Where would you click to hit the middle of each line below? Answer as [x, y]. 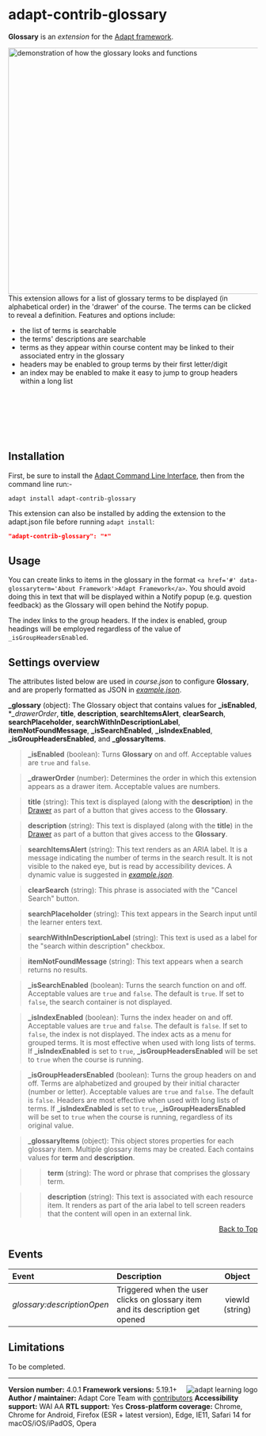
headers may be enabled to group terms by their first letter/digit [123, 364]
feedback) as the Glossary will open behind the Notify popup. [108, 605]
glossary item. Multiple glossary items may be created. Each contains [141, 1149]
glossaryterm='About [42, 589]
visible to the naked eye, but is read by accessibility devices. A [129, 867]
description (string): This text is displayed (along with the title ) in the [140, 825]
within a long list [46, 381]
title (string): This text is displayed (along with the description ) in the [140, 802]
